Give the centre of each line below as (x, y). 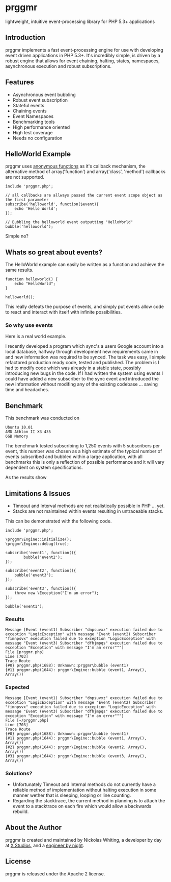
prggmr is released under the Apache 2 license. (55, 874)
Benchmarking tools (34, 122)
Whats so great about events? (54, 252)
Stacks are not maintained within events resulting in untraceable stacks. (88, 511)
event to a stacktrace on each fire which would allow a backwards (82, 806)
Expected (17, 687)
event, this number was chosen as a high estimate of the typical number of (84, 451)
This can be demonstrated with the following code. (59, 521)
